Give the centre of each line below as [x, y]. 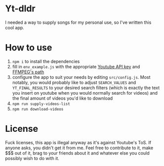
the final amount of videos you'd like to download [62, 98]
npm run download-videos [38, 109]
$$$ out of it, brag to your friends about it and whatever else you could [77, 153]
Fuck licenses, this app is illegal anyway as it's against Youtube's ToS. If [78, 142]
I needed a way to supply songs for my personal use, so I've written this [78, 22]
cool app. [15, 27]
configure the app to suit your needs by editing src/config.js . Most [81, 77]
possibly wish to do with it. [32, 158]
